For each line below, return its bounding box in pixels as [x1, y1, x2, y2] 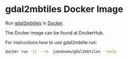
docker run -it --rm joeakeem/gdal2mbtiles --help [5, 49, 116, 54]
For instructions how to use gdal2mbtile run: [5, 39, 97, 45]
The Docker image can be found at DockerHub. [5, 29, 104, 35]
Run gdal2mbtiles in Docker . [5, 20, 64, 26]
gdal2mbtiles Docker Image [5, 3, 123, 15]
